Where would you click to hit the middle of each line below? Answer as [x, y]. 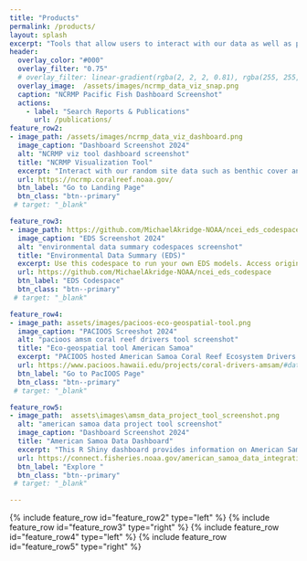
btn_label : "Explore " [61, 467]
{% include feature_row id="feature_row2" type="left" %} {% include [140, 518]
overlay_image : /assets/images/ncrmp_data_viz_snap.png [128, 86]
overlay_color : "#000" [61, 60]
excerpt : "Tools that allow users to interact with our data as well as [151, 43]
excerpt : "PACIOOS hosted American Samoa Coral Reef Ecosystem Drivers [157, 357]
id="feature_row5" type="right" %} [75, 547]
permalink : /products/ [53, 26]
